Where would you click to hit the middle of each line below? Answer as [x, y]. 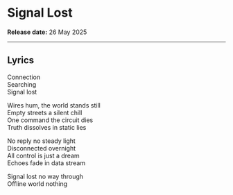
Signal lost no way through [45, 176]
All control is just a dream [43, 155]
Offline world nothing [37, 184]
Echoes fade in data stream [46, 163]
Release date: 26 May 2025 [47, 32]
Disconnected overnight [42, 148]
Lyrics [21, 60]
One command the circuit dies [50, 120]
